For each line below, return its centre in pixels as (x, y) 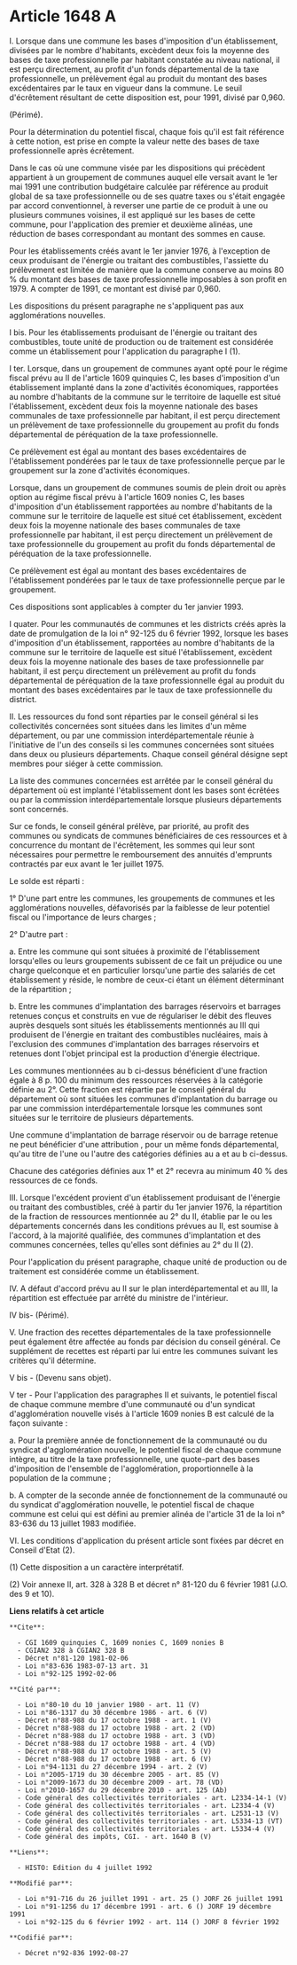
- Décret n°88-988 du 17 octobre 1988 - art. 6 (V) (115, 1759)
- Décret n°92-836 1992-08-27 (73, 1953)
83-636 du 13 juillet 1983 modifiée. (73, 1523)
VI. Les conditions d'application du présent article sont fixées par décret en (147, 1540)
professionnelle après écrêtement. (72, 150)
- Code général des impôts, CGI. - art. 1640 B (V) (115, 1836)
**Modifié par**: (41, 1883)
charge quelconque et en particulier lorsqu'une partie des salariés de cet (142, 970)
